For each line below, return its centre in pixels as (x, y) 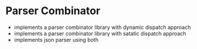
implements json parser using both (56, 40)
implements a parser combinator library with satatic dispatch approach (100, 33)
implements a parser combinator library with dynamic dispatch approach (102, 27)
